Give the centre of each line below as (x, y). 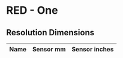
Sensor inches (93, 49)
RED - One (32, 10)
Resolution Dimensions (50, 33)
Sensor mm (49, 49)
